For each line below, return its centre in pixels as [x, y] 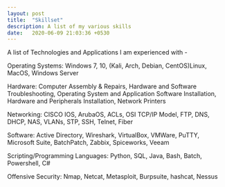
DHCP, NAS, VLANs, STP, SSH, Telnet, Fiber [70, 122]
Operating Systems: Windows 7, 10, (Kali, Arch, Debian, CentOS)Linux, [107, 66]
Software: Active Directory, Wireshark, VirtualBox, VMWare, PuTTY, [103, 135]
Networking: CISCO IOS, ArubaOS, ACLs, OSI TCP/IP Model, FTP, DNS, [108, 115]
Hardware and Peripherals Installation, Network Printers [87, 101]
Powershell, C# [29, 164]
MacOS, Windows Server [43, 73]
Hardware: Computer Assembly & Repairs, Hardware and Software [102, 86]
